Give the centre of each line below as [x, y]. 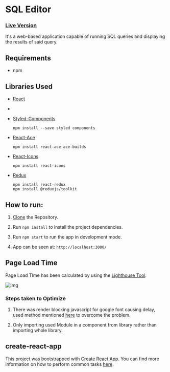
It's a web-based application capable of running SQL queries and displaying [85, 36]
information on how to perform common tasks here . [59, 364]
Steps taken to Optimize [36, 298]
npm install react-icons [39, 166]
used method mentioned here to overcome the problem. [71, 315]
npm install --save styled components [54, 128]
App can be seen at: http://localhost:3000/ [60, 247]
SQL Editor [28, 9]
